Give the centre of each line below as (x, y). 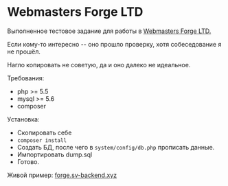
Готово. (28, 161)
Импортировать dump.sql (55, 154)
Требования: (26, 78)
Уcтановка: (23, 119)
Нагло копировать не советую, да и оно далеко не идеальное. (99, 65)
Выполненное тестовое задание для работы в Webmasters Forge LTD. (109, 31)
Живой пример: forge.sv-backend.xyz (62, 175)
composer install (42, 140)
